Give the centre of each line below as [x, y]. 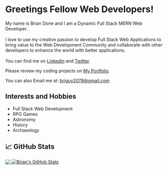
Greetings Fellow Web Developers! [79, 9]
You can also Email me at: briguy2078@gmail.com [57, 80]
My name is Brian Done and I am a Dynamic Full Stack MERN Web [74, 23]
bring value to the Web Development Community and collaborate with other [84, 45]
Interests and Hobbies [41, 96]
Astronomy [24, 119]
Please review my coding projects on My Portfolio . [58, 71]
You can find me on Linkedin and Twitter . [48, 61]
